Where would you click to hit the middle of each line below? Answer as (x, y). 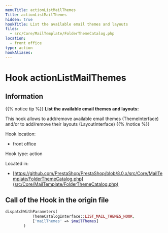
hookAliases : (19, 52)
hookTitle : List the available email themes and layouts (67, 24)
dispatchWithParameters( (31, 212)
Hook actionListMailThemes (66, 78)
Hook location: (21, 134)
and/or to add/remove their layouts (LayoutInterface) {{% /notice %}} (77, 124)
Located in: (17, 163)
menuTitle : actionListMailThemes (41, 10)
